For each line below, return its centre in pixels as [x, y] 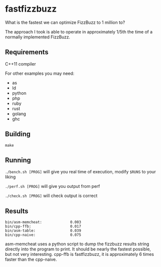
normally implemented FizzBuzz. [38, 37]
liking [10, 177]
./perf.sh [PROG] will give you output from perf [53, 186]
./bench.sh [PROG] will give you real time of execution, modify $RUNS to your [80, 172]
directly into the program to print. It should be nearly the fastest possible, [78, 249]
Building [18, 134]
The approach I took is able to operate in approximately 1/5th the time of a [79, 32]
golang [19, 114]
